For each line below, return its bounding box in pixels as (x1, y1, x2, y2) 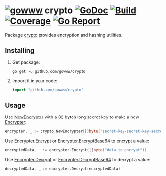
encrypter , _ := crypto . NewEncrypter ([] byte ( (5, 129, 100, 134)
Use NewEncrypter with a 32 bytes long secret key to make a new (5, 114, 139, 120)
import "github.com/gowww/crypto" (12, 87, 83, 92)
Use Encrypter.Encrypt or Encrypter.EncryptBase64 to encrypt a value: (5, 138, 150, 144)
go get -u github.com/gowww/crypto (12, 69, 86, 74)
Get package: (12, 59, 40, 65)
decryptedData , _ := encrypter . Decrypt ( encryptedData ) (5, 166, 121, 171)
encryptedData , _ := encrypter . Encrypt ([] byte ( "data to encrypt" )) (5, 148, 147, 153)
